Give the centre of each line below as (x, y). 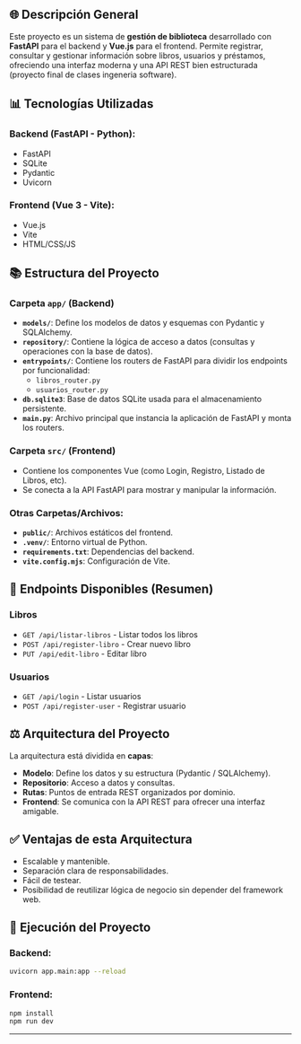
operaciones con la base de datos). (87, 351)
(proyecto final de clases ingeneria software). (93, 75)
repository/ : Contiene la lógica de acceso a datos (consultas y (138, 342)
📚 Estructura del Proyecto (84, 273)
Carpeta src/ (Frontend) (63, 451)
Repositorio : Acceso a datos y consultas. (99, 782)
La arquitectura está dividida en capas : (82, 755)
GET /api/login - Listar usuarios (82, 697)
